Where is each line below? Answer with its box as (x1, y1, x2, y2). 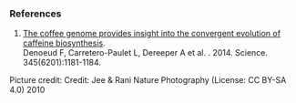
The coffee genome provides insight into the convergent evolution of (22, 28, 281, 39)
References (9, 7, 62, 20)
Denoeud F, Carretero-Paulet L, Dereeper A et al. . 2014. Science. (22, 47, 269, 58)
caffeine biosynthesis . (22, 37, 107, 48)
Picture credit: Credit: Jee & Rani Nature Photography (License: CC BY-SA (9, 75, 287, 86)
